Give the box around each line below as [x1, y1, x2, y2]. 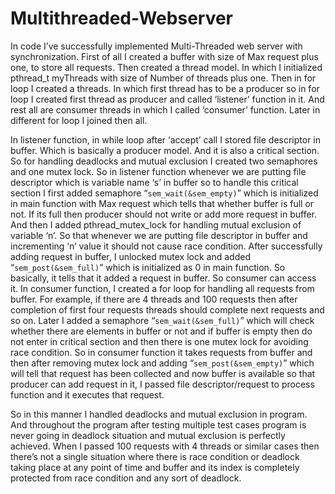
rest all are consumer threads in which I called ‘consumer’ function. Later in [10, 103, 321, 116]
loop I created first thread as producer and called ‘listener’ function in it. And [10, 93, 325, 105]
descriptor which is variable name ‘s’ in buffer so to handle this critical [10, 176, 299, 188]
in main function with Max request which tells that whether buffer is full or [10, 197, 315, 209]
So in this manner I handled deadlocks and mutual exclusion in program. [10, 408, 308, 420]
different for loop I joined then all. [10, 114, 148, 126]
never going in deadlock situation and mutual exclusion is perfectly [10, 429, 286, 441]
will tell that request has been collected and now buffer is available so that [10, 367, 316, 379]
